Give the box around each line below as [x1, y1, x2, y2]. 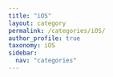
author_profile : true [8, 34, 81, 43]
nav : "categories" [15, 57, 78, 65]
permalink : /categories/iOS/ [8, 26, 106, 34]
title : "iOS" [8, 11, 52, 20]
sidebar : [8, 49, 38, 57]
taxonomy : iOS [8, 42, 56, 50]
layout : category [8, 19, 67, 27]
